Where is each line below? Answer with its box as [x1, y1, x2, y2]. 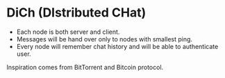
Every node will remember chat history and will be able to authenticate [16, 42, 219, 50]
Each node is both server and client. [16, 28, 120, 36]
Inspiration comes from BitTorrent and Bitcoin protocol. [6, 63, 164, 71]
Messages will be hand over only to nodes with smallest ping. [16, 35, 192, 43]
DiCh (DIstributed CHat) [6, 5, 147, 21]
